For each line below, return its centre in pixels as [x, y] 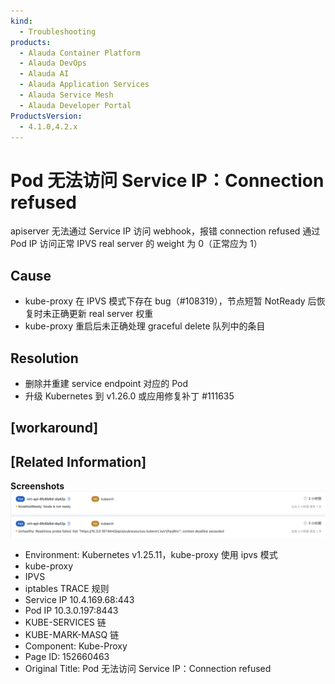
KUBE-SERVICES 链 [65, 622]
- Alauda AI [44, 74]
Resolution [44, 358]
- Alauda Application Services [84, 85]
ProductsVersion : [46, 116]
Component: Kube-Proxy [76, 646]
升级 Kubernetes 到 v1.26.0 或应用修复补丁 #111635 [129, 396]
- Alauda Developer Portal [75, 105]
